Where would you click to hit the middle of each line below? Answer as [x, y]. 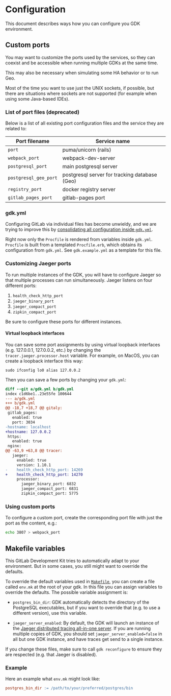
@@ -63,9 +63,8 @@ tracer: [34, 451]
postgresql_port [27, 166]
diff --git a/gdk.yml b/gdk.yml [39, 389]
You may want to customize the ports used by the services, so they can [80, 57]
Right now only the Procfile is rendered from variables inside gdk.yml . [79, 239]
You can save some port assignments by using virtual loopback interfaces [83, 344]
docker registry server [89, 189]
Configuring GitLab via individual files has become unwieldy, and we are [81, 224]
